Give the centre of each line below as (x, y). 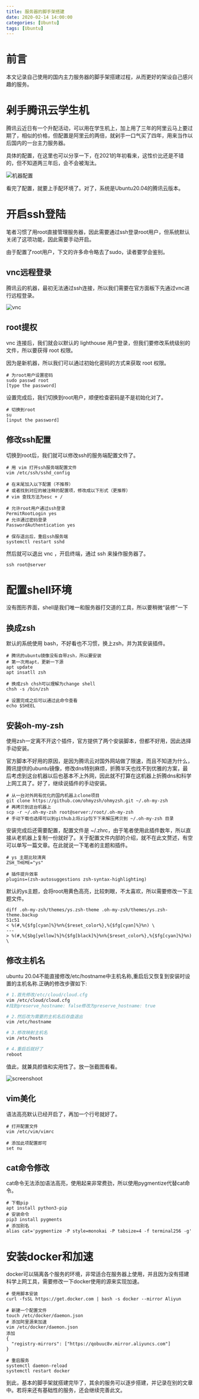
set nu (14, 1148)
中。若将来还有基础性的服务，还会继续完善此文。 (66, 1390)
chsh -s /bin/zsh (28, 689)
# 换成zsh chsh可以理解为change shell (51, 684)
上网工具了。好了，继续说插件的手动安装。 (58, 783)
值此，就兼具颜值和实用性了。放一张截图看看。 (63, 1067)
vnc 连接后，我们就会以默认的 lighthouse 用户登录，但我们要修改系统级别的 (98, 342)
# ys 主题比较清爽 (26, 858)
